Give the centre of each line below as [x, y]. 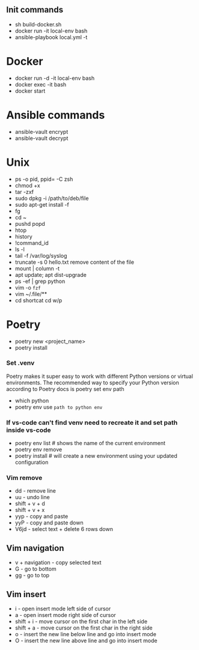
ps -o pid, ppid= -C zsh [44, 179]
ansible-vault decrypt [41, 138]
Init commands [35, 10]
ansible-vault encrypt [41, 132]
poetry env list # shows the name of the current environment [90, 443]
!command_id [32, 243]
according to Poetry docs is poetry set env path [65, 389]
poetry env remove [38, 449]
